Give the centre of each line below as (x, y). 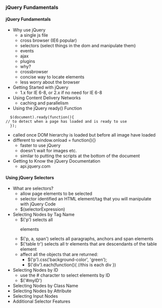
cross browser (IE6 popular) (49, 40)
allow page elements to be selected (56, 194)
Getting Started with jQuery (40, 87)
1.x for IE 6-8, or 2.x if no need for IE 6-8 (61, 93)
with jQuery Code (38, 204)
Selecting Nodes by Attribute (42, 291)
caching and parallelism (44, 103)
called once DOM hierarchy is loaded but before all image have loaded (84, 135)
